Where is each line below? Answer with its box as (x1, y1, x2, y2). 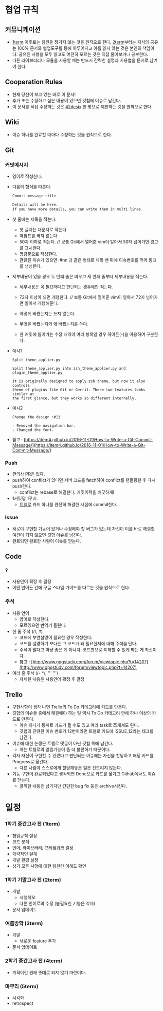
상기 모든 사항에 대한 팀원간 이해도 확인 (12, 863, 87, 869)
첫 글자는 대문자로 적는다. (19, 226, 68, 232)
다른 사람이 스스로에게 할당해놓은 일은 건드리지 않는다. (19, 765, 123, 771)
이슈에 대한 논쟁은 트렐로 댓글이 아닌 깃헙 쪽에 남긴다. (12, 741, 113, 747)
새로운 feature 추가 (19, 938, 56, 944)
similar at (12, 392, 35, 396)
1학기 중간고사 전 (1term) (5, 821, 60, 827)
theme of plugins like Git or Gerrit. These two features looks (12, 387, 145, 392)
